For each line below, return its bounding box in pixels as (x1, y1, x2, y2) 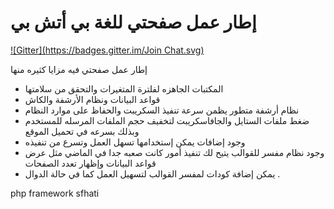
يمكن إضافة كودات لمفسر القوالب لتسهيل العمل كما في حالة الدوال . (24, 167, 281, 180)
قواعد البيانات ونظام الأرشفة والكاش (24, 93, 161, 105)
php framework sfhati (10, 187, 100, 199)
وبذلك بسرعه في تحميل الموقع (24, 125, 140, 137)
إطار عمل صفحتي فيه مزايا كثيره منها (10, 63, 148, 75)
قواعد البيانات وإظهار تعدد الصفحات (24, 157, 157, 169)
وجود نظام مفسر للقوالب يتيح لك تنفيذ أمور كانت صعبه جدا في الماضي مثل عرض (24, 146, 325, 158)
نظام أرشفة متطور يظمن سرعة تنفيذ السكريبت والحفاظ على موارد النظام (24, 104, 300, 116)
